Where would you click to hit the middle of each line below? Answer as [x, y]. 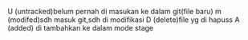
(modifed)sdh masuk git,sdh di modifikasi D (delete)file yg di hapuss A [124, 20]
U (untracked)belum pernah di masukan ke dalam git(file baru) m [115, 11]
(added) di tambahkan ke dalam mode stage [81, 28]
